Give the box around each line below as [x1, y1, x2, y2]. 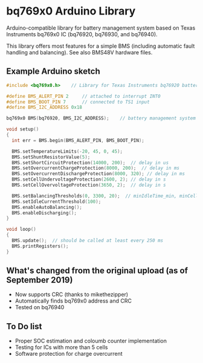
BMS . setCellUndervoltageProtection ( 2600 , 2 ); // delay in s [11, 176, 166, 182]
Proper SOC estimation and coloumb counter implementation [14, 337, 167, 345]
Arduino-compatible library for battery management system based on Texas [6, 24, 196, 31]
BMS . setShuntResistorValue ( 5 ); [11, 154, 91, 160]
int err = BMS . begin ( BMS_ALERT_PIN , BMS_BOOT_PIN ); [11, 137, 145, 143]
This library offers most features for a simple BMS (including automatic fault [6, 42, 195, 50]
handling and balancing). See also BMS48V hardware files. [6, 48, 153, 56]
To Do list [6, 321, 42, 332]
